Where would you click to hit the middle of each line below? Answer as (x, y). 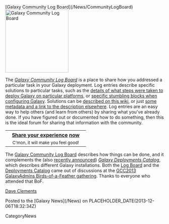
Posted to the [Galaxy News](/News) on (47, 201)
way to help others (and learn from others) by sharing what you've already (82, 112)
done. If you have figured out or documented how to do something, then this (84, 117)
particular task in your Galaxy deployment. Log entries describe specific (80, 85)
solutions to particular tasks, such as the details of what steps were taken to (84, 90)
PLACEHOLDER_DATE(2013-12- (122, 201)
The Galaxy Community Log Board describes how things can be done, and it (84, 154)
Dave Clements (21, 191)
